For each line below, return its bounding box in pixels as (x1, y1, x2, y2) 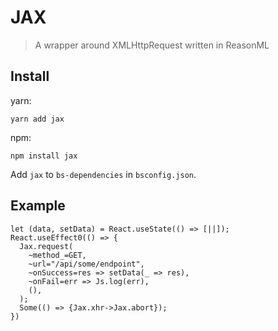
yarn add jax (10, 114, 65, 124)
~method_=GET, (28, 250, 87, 260)
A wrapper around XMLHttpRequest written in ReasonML (34, 39, 270, 51)
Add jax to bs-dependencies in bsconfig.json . (10, 168, 197, 180)
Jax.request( (19, 241, 74, 251)
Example (10, 197, 66, 215)
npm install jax (10, 151, 78, 161)
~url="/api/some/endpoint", (28, 259, 145, 269)
